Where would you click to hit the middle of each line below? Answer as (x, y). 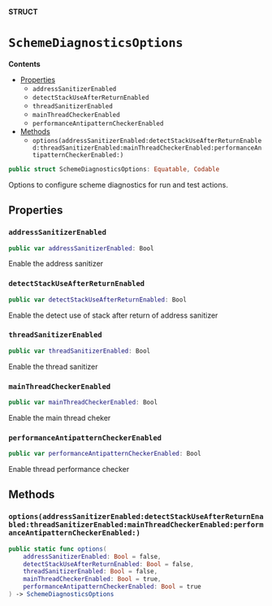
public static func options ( (58, 549)
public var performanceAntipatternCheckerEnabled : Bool (105, 454)
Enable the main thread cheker (60, 418)
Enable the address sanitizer (56, 264)
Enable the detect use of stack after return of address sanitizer (113, 315)
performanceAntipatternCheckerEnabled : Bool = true (112, 587)
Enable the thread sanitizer (53, 366)
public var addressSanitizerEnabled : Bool (81, 248)
